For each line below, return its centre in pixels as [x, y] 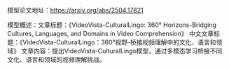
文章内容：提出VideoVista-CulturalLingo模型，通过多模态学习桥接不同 [122, 51]
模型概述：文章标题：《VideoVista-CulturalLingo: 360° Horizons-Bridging [112, 25]
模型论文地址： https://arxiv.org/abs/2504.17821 [75, 10]
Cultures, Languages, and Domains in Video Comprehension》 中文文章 [111, 34]
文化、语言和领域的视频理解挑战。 [56, 60]
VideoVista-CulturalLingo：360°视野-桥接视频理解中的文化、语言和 [119, 42]
